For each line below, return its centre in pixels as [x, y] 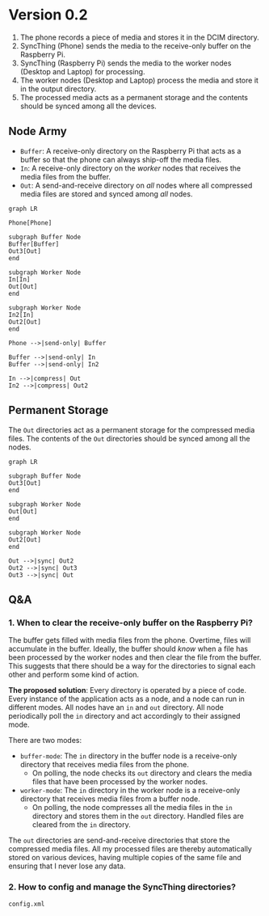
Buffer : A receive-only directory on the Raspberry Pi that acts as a [130, 150]
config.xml [27, 904]
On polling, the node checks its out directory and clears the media [142, 773]
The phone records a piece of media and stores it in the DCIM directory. [140, 37]
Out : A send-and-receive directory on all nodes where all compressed [136, 185]
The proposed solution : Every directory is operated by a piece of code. [128, 690]
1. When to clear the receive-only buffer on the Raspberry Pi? [130, 623]
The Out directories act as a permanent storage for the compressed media [132, 429]
